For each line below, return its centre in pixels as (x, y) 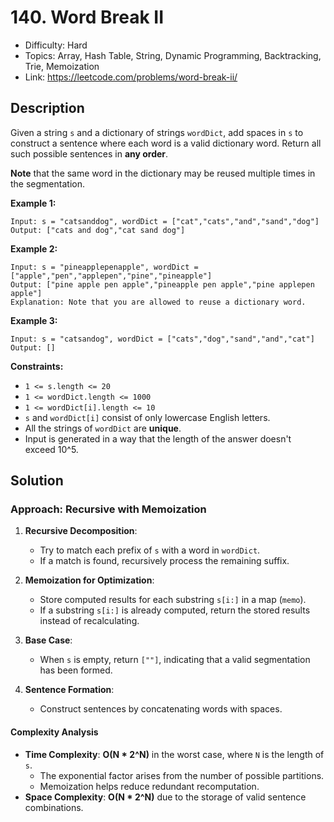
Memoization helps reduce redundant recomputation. (149, 786)
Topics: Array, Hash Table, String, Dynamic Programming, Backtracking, (173, 55)
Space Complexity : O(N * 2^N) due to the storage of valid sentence (165, 797)
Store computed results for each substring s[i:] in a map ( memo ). (173, 600)
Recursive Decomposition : (81, 531)
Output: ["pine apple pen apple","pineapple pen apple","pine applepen (162, 284)
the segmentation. (47, 183)
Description (47, 108)
